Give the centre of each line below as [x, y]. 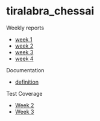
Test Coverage [24, 93]
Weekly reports [25, 28]
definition [27, 82]
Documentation [25, 70]
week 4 [24, 58]
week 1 [23, 39]
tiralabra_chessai [50, 11]
